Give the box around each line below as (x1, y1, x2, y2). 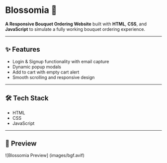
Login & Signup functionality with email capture (12, 58, 109, 64)
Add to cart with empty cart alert (12, 69, 80, 75)
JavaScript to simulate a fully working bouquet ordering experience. (5, 26, 146, 32)
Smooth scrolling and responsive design (12, 74, 95, 80)
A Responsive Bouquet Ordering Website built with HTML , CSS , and (5, 21, 147, 27)
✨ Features (5, 45, 40, 54)
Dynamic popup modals (12, 64, 61, 70)
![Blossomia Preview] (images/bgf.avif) (5, 153, 84, 159)
